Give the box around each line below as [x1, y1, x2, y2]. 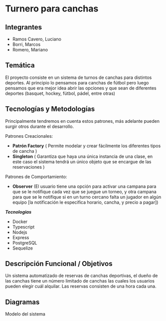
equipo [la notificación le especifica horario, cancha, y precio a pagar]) [12, 199, 159, 205]
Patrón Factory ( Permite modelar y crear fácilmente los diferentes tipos [12, 143, 161, 149]
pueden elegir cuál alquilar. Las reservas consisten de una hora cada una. [5, 283, 157, 290]
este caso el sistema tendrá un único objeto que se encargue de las [12, 158, 152, 165]
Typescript [12, 224, 35, 230]
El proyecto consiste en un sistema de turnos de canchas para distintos [5, 74, 152, 80]
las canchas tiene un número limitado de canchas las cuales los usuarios [5, 278, 155, 284]
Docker [12, 218, 28, 225]
